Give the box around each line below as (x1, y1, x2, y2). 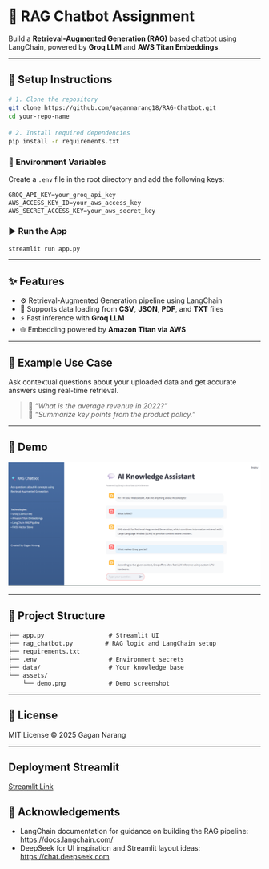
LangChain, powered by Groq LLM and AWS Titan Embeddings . (8, 42, 220, 51)
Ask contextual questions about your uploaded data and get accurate (8, 377, 237, 387)
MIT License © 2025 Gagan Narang (8, 730, 126, 739)
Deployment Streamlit (8, 761, 120, 774)
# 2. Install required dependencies (8, 129, 130, 137)
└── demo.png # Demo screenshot (22, 679, 171, 687)
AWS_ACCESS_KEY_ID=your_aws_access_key (8, 199, 142, 207)
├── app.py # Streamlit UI (8, 631, 159, 639)
